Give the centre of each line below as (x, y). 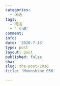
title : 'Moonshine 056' (31, 71)
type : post (17, 48)
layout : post (19, 52)
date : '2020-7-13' (25, 43)
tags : (11, 19)
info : (11, 38)
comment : (14, 33)
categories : (18, 10)
